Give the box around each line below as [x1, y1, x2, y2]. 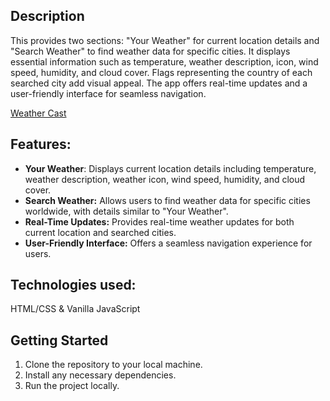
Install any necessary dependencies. [24, 369, 177, 381]
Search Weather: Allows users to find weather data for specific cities [24, 194, 311, 206]
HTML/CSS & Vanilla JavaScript [10, 303, 141, 315]
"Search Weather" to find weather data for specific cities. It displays [10, 45, 291, 57]
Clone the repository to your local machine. [24, 359, 203, 371]
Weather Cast [10, 107, 67, 119]
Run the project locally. [24, 380, 120, 392]
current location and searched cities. [24, 226, 177, 238]
